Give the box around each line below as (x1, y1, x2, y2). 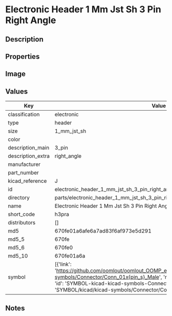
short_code (8, 211, 35, 218)
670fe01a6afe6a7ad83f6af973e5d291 (54, 227, 152, 235)
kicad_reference (8, 178, 47, 185)
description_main (8, 144, 50, 152)
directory (8, 194, 30, 201)
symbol (8, 273, 26, 281)
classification (8, 111, 40, 118)
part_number (8, 169, 39, 176)
